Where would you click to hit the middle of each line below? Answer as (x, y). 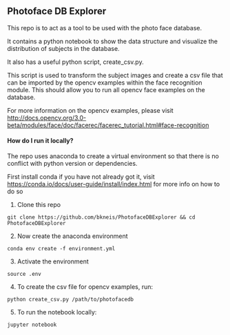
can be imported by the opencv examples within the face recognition (105, 83)
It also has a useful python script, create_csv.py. (75, 62)
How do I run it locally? (40, 141)
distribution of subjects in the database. (63, 48)
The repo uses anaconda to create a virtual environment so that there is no (113, 156)
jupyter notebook (32, 325)
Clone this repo (39, 205)
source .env (24, 274)
